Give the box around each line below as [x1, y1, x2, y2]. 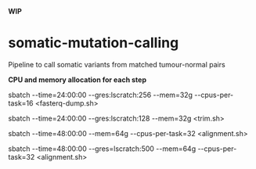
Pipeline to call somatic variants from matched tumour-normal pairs [8, 59, 225, 69]
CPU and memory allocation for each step [8, 74, 147, 84]
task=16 [8, 98, 34, 108]
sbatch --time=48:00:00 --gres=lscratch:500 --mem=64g [8, 144, 197, 153]
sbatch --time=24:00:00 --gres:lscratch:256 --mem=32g [8, 90, 193, 99]
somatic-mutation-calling [8, 34, 179, 52]
